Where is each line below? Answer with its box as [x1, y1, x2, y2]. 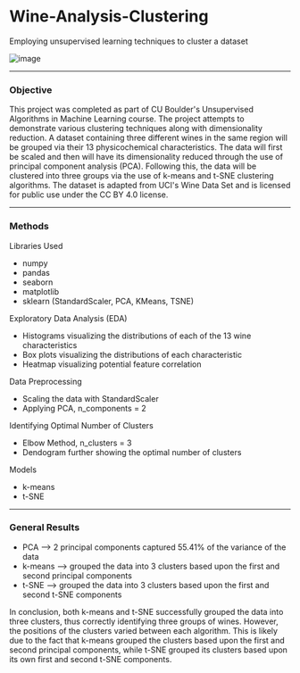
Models [9, 464, 37, 475]
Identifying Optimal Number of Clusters [9, 420, 154, 430]
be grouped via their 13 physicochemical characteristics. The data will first [9, 142, 283, 153]
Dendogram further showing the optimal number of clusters [21, 446, 242, 457]
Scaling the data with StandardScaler [21, 393, 159, 403]
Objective [9, 83, 53, 96]
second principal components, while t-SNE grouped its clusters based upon [9, 644, 288, 655]
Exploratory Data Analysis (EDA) [9, 312, 128, 323]
